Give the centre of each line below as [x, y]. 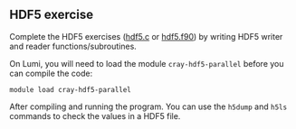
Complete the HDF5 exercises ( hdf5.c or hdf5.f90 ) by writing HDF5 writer [146, 36]
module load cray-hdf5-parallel [70, 89]
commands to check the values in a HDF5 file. [95, 115]
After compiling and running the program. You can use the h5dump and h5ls [148, 106]
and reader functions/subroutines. [73, 46]
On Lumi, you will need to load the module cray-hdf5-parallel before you [147, 63]
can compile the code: [51, 73]
